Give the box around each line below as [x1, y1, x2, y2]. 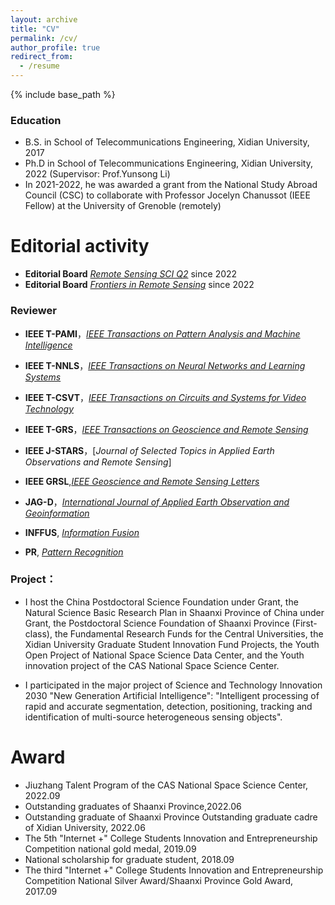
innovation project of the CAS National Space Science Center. [24, 659, 280, 671]
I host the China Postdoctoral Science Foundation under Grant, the [24, 596, 299, 608]
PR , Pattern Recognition [24, 546, 124, 558]
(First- [291, 617, 318, 629]
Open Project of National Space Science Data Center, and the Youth [24, 649, 305, 661]
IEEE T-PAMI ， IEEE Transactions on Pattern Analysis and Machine [24, 327, 301, 340]
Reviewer [10, 304, 57, 318]
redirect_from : [10, 52, 74, 62]
